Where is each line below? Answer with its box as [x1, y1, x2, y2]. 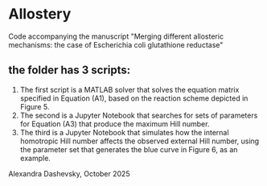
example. [19, 153, 51, 163]
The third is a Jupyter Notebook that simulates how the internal [19, 127, 229, 137]
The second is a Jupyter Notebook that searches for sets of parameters [19, 110, 258, 120]
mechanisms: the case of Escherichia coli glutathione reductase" [8, 39, 224, 49]
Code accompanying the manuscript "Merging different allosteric [8, 31, 224, 41]
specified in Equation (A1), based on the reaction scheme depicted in [19, 93, 249, 103]
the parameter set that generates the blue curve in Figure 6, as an [19, 144, 238, 154]
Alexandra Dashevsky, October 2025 [8, 168, 130, 178]
